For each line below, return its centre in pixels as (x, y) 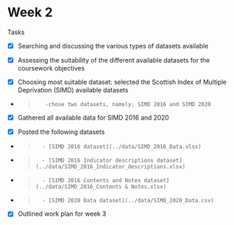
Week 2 (30, 12)
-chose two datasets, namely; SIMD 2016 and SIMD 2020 (128, 105)
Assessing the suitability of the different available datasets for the (113, 60)
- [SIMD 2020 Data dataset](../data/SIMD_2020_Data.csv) (128, 201)
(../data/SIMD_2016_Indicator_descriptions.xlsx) (111, 167)
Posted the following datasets (61, 132)
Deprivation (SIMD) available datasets (73, 90)
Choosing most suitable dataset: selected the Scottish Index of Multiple (122, 82)
